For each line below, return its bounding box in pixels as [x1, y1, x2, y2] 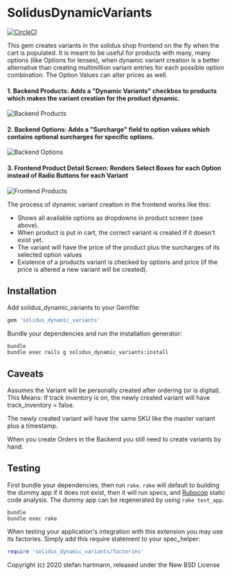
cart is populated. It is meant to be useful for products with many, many [7, 49, 211, 57]
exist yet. [17, 236, 44, 244]
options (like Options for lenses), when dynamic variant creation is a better [7, 55, 220, 64]
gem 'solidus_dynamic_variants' [7, 317, 100, 324]
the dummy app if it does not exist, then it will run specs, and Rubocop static [7, 488, 226, 496]
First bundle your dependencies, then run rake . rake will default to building [7, 480, 220, 489]
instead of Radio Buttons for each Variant [7, 171, 128, 180]
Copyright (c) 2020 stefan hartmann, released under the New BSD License [7, 560, 220, 569]
